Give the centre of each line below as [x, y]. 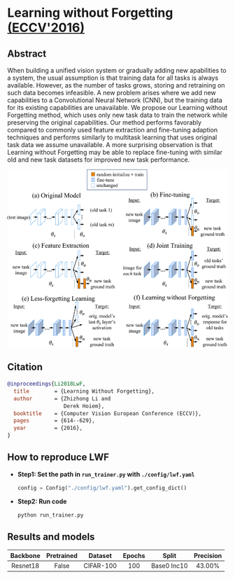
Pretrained [62, 555]
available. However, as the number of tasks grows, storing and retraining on [116, 85]
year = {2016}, [48, 428]
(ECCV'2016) [46, 28]
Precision [208, 555]
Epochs [134, 555]
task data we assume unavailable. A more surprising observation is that [110, 145]
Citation [25, 367]
